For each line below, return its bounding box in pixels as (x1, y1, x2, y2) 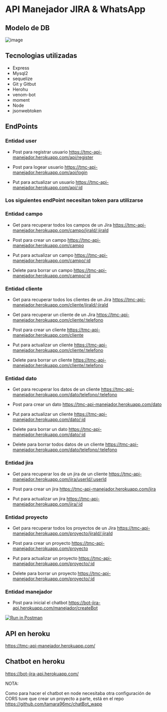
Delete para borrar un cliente (12, 357, 72, 363)
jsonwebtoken (12, 107, 42, 114)
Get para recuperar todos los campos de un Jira (12, 222, 112, 228)
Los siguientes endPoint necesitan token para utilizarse (5, 197, 143, 204)
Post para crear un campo (12, 237, 67, 243)
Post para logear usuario (12, 164, 64, 170)
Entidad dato (5, 375, 37, 382)
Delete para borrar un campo (12, 267, 73, 273)
